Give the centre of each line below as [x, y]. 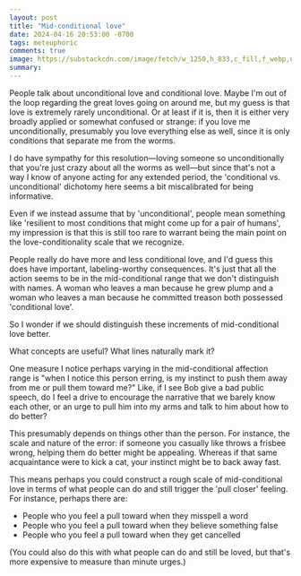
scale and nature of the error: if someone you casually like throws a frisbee [148, 443]
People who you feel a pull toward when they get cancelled [131, 535]
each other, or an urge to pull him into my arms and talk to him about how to [149, 406]
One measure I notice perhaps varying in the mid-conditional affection [139, 368]
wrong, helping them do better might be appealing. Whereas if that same [143, 452]
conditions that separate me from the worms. [93, 141]
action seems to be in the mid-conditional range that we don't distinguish [144, 278]
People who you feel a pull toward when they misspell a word [135, 515]
